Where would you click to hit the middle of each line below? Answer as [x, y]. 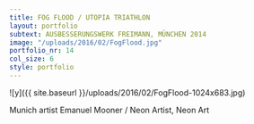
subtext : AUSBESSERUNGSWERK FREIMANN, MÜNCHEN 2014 [108, 34]
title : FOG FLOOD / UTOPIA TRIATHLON [80, 17]
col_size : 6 [31, 59]
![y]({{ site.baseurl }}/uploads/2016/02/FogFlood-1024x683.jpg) [127, 92]
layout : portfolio [44, 26]
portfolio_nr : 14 [42, 51]
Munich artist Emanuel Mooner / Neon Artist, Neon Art [109, 110]
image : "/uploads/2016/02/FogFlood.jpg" [86, 42]
